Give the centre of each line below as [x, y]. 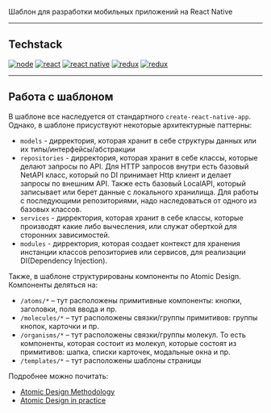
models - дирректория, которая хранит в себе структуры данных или [138, 140]
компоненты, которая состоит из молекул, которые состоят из [128, 343]
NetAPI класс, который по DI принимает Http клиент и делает [125, 175]
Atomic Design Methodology [67, 391]
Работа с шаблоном [61, 97]
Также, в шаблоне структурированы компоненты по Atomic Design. [125, 276]
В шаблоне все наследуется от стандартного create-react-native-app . [130, 116]
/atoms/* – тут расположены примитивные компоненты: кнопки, [131, 300]
